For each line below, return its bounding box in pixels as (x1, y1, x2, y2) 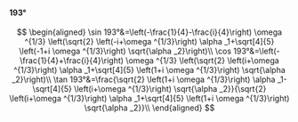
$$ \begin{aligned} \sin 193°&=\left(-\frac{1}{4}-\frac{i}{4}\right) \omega (16, 27, 283, 37)
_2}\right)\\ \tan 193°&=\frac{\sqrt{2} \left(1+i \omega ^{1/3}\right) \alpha (12, 74, 276, 85)
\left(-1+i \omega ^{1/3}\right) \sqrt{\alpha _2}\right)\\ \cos (19, 45, 232, 57)
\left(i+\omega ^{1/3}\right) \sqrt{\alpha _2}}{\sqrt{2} (74, 84, 267, 94)
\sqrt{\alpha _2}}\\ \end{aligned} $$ (84, 102, 215, 113)
